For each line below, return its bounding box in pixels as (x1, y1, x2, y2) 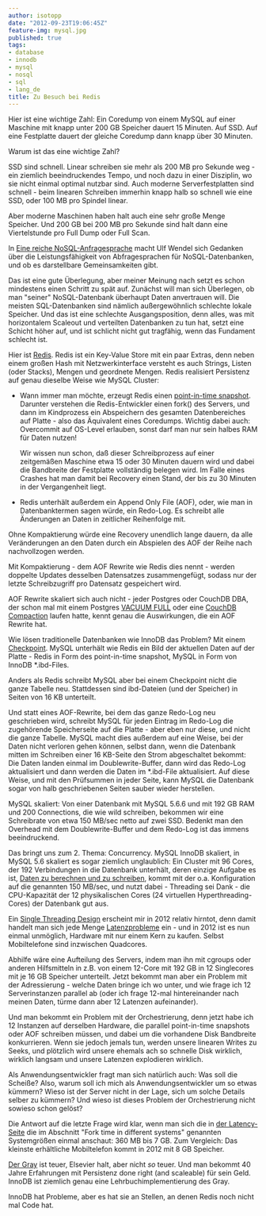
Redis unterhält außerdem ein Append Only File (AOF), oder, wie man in (19, 498, 253, 507)
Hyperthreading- (197, 891, 253, 900)
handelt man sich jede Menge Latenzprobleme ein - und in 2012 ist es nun (8, 922, 250, 933)
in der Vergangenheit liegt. (19, 482, 107, 492)
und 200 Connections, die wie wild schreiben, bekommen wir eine (8, 807, 224, 818)
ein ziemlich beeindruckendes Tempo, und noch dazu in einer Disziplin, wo (8, 171, 253, 180)
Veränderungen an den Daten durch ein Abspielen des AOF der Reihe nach (8, 538, 253, 548)
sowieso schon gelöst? (8, 1104, 83, 1114)
